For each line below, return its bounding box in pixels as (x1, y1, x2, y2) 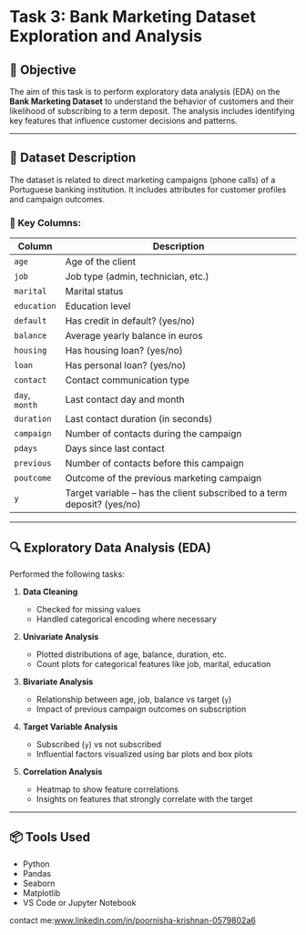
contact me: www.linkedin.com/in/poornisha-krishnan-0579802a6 (9, 914, 257, 926)
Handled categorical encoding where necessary (36, 613, 217, 624)
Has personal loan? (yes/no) (65, 359, 187, 372)
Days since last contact (65, 442, 166, 455)
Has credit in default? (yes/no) (65, 314, 196, 327)
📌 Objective (9, 62, 76, 77)
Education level (65, 300, 131, 313)
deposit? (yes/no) (65, 498, 141, 511)
